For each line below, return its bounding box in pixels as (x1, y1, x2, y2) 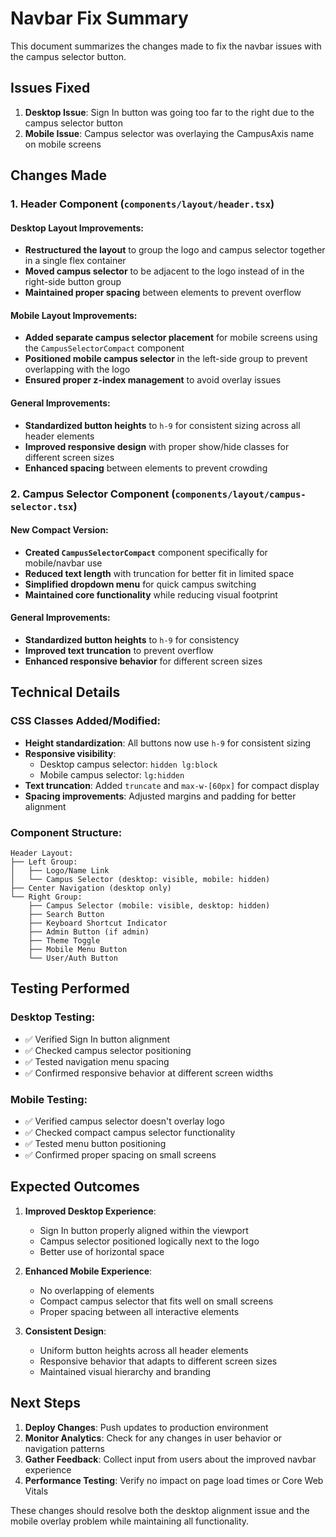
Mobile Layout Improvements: (10, 309, 138, 321)
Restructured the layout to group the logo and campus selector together (24, 244, 326, 256)
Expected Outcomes (10, 1178, 140, 1196)
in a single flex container (24, 255, 127, 267)
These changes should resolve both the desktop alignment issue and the (10, 1504, 310, 1516)
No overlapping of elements (39, 1284, 155, 1296)
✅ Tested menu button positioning (24, 1137, 167, 1149)
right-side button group (24, 276, 122, 288)
